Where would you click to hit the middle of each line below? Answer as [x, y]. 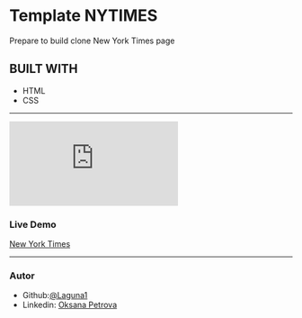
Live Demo [33, 224]
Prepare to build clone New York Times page [92, 41]
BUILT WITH [44, 69]
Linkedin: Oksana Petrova [70, 305]
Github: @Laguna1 [55, 295]
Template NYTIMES [84, 16]
